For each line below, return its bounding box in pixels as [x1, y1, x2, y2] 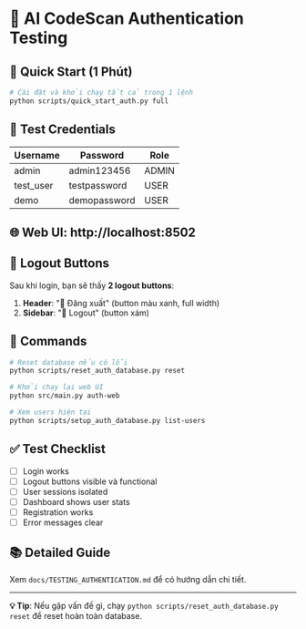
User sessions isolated [22, 486, 108, 497]
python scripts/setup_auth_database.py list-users [9, 416, 206, 425]
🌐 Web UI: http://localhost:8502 [9, 224, 196, 240]
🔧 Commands [9, 334, 87, 349]
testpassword [68, 179, 127, 191]
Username [14, 149, 61, 161]
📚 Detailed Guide [9, 545, 111, 561]
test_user [14, 179, 54, 191]
